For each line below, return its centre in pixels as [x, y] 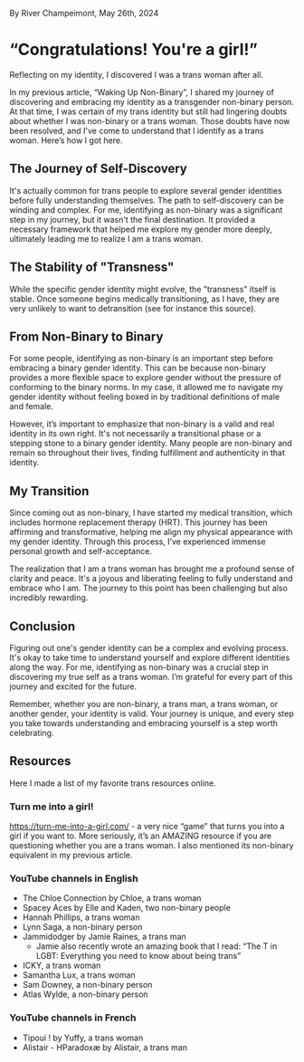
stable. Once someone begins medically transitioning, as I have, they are [145, 299]
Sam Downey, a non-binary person [87, 985]
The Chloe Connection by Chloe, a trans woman [112, 898]
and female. [32, 407]
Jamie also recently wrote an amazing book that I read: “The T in [157, 946]
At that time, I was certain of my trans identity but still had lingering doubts [148, 111]
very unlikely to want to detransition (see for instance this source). [133, 308]
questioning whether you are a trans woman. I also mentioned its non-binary [152, 846]
